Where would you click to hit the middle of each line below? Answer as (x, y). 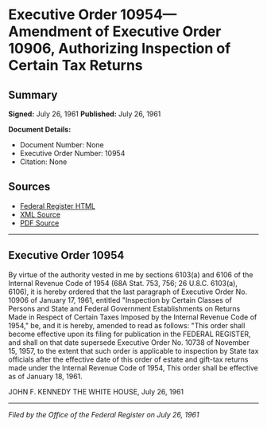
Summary (33, 94)
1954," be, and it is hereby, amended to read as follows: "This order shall (127, 325)
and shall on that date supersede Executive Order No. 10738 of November (129, 342)
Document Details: (40, 129)
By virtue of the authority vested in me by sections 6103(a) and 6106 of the (131, 274)
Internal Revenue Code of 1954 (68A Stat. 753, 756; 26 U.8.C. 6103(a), (123, 283)
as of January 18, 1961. (46, 376)
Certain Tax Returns (75, 66)
